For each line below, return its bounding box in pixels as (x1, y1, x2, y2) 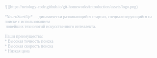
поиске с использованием (4, 19, 50, 24)
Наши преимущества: (4, 34, 43, 39)
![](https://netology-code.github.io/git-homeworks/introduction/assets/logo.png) (4, 4, 138, 9)
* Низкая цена (4, 49, 30, 54)
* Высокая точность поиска (4, 39, 53, 44)
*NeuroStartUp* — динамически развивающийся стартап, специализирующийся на (4, 14, 153, 19)
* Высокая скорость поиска (4, 44, 53, 49)
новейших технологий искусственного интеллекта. (5, 24, 96, 29)
